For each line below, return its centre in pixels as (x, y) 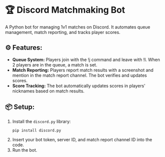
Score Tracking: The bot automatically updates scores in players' (79, 86)
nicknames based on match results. (48, 91)
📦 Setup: (20, 107)
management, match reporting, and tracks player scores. (63, 32)
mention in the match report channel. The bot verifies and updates (80, 75)
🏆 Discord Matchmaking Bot (65, 10)
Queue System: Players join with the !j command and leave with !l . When (86, 60)
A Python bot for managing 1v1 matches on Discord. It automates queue (78, 27)
